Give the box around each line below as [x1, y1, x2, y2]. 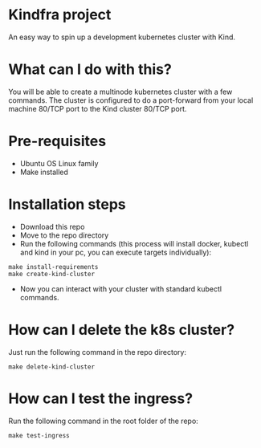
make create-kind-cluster [8, 270, 95, 278]
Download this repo [19, 222, 85, 231]
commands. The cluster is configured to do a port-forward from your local [8, 95, 254, 105]
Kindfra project [8, 6, 112, 24]
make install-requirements [8, 263, 99, 271]
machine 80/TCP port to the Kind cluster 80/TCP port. [8, 104, 187, 113]
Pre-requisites [8, 132, 107, 150]
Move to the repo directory [19, 230, 109, 240]
